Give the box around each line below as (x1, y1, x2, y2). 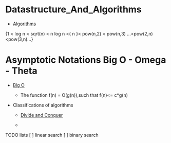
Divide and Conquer (20, 112, 63, 118)
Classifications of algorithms (12, 102, 73, 108)
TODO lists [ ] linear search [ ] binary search (5, 132, 99, 138)
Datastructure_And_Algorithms (5, 4, 142, 15)
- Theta (5, 65, 37, 77)
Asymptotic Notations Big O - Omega (5, 54, 166, 66)
